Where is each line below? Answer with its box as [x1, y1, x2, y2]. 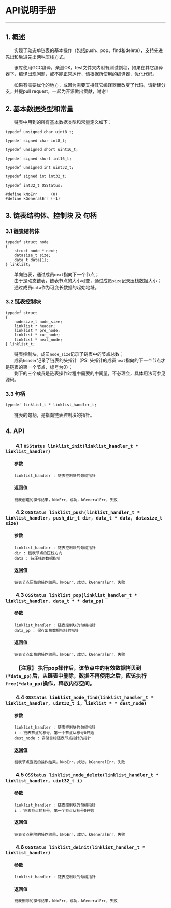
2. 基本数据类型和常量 [5, 105, 74, 113]
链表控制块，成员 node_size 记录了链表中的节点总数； [14, 351, 124, 357]
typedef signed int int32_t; [5, 174, 67, 179]
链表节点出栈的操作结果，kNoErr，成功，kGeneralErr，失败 [14, 652, 126, 657]
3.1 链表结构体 [5, 227, 40, 235]
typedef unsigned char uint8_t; [5, 129, 74, 134]
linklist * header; [14, 323, 56, 329]
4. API [5, 427, 25, 436]
